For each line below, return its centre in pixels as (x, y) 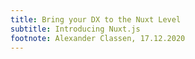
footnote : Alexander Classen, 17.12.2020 (98, 38)
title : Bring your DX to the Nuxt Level (96, 19)
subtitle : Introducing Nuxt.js (75, 29)
